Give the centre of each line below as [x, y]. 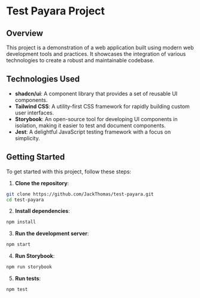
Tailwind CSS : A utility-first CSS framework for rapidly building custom [102, 106]
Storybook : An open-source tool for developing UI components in [96, 119]
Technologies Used [43, 79]
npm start [19, 245]
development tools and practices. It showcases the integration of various [96, 54]
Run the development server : [52, 234]
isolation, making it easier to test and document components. [90, 125]
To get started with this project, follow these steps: [69, 171]
